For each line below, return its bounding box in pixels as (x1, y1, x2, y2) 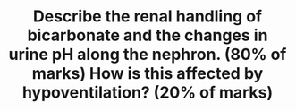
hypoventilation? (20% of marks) (21, 82, 274, 103)
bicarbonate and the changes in (27, 25, 268, 46)
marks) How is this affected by (31, 64, 264, 84)
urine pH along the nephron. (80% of (8, 45, 287, 64)
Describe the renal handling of (32, 6, 263, 27)
